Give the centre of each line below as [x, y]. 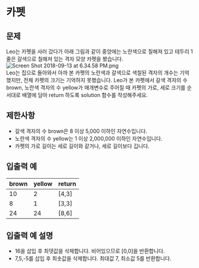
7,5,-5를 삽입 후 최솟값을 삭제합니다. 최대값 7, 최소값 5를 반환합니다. [93, 258]
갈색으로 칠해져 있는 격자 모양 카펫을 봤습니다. [70, 59]
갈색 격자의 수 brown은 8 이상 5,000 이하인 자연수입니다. [81, 131]
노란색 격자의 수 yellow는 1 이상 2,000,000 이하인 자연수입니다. [89, 138]
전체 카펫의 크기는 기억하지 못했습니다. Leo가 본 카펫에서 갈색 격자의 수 [106, 80]
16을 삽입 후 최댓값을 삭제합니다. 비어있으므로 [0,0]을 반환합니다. [90, 251]
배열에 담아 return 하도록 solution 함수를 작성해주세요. [85, 95]
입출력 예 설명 [30, 236]
